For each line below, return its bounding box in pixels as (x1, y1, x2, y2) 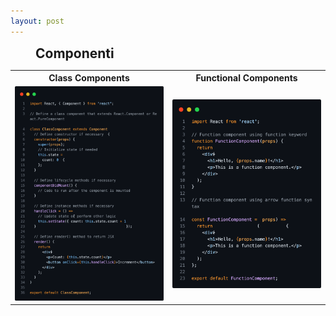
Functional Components (195, 72, 298, 84)
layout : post (10, 16, 65, 26)
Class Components (48, 72, 130, 84)
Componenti (35, 45, 115, 62)
